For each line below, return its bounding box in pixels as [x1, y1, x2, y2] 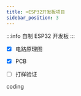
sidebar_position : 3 [6, 15, 60, 21]
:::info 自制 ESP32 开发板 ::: [6, 32, 75, 40]
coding [6, 83, 25, 90]
